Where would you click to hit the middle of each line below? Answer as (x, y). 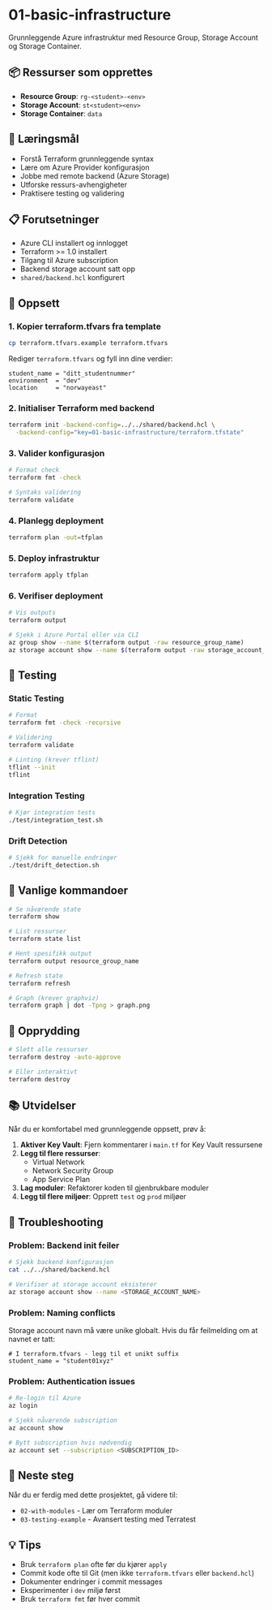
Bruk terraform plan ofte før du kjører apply (93, 1565)
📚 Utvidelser (42, 1105)
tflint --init (32, 767)
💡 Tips (25, 1545)
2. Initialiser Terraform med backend (82, 408)
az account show (36, 1428)
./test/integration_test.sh (56, 820)
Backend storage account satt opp (78, 269)
